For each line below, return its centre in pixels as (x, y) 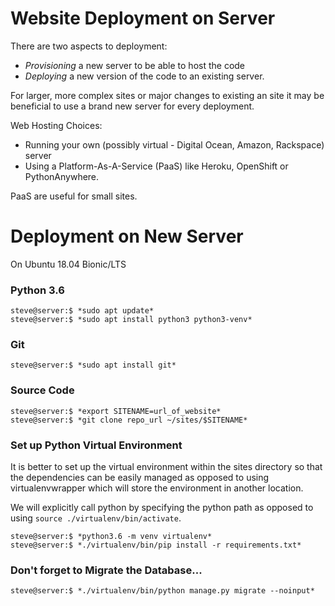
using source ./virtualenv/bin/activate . (96, 518)
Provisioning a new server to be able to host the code (135, 65)
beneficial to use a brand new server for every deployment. (132, 106)
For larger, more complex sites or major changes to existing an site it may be (167, 95)
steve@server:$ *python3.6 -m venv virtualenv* (111, 537)
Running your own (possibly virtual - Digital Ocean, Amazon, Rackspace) (174, 144)
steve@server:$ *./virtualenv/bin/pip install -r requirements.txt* (156, 545)
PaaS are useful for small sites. (74, 196)
